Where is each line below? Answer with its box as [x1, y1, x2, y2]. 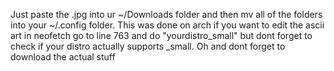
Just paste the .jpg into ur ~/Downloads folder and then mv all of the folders [10, 9, 323, 20]
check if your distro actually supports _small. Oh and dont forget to [10, 40, 286, 52]
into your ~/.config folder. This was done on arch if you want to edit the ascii [10, 19, 325, 31]
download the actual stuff [10, 51, 116, 63]
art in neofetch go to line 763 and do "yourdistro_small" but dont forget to [10, 30, 313, 41]
